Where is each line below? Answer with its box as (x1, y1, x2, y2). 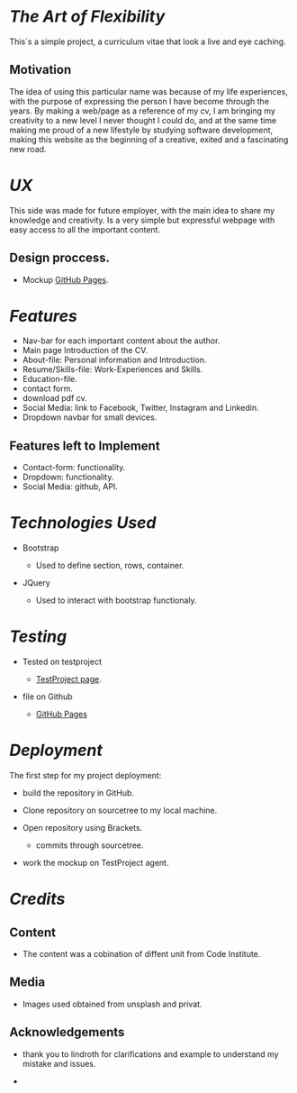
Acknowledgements (9, 1025, 125, 1040)
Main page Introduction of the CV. (22, 345, 148, 356)
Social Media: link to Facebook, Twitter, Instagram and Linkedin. (22, 403, 259, 414)
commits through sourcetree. (35, 840, 144, 851)
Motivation (9, 62, 72, 77)
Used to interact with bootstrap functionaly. (35, 595, 197, 606)
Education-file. (22, 374, 78, 385)
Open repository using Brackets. (22, 823, 143, 833)
